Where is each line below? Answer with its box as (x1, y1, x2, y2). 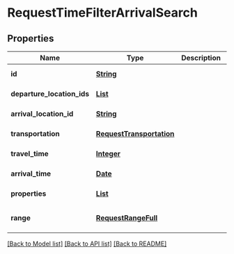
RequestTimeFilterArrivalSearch (7, 5, 198, 21)
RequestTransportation (95, 129, 175, 138)
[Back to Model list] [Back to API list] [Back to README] (7, 239, 167, 248)
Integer (95, 149, 120, 158)
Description (180, 53, 221, 62)
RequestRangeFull (95, 213, 158, 223)
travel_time (10, 149, 49, 158)
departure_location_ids (10, 89, 89, 99)
